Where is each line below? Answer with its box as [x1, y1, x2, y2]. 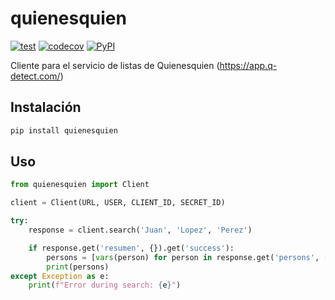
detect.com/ [10, 70, 61, 82]
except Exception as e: [10, 271, 110, 281]
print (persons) [46, 262, 110, 272]
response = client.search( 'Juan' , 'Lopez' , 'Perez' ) [28, 225, 253, 236]
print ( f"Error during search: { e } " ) [28, 280, 182, 291]
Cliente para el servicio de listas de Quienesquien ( [10, 59, 220, 71]
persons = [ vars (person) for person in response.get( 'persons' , [46, 252, 320, 262]
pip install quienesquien [10, 125, 118, 136]
